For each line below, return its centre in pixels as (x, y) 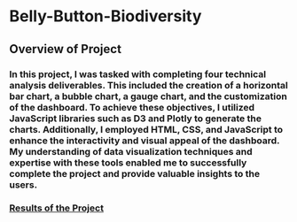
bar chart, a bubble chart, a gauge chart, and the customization (148, 96)
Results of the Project (57, 208)
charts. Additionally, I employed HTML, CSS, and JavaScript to (146, 129)
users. (23, 185)
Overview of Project (66, 49)
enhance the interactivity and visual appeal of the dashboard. (145, 141)
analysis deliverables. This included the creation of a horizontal (148, 85)
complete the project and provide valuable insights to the (134, 173)
